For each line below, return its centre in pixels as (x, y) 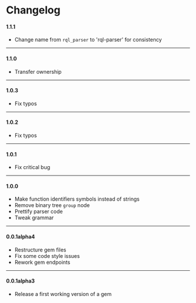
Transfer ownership (38, 71)
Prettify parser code (38, 212)
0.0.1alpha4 (20, 237)
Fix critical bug (32, 167)
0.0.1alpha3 (20, 281)
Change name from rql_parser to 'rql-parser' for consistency (88, 40)
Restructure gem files (40, 250)
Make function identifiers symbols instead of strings (77, 199)
